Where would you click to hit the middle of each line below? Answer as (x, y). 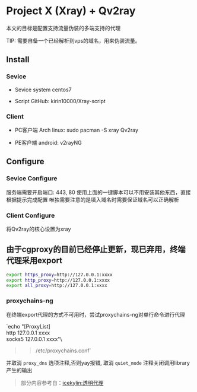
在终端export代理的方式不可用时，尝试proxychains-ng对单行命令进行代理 (96, 314)
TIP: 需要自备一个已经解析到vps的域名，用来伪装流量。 (73, 40)
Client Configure (31, 215)
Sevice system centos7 (43, 90)
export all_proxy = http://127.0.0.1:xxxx (57, 286)
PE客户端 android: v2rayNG (48, 142)
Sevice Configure (32, 179)
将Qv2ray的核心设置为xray (39, 229)
